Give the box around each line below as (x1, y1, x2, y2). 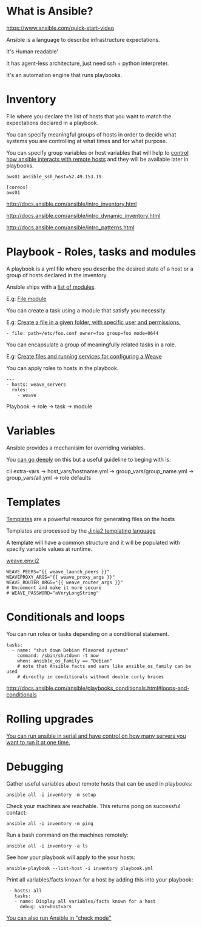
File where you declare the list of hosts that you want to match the (6, 112, 172, 120)
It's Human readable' (6, 47, 59, 55)
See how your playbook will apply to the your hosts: (6, 854, 136, 861)
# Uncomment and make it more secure (6, 584, 102, 591)
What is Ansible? (6, 4, 93, 18)
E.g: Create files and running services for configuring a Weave (6, 352, 162, 360)
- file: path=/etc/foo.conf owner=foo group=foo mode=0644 (6, 330, 159, 336)
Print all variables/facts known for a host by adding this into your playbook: (6, 875, 194, 883)
